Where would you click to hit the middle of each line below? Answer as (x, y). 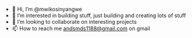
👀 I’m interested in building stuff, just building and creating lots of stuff (99, 15)
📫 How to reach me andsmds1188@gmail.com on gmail (81, 28)
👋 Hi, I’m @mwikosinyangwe (47, 9)
